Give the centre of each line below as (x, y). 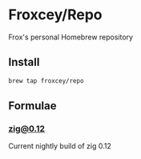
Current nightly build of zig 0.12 (60, 146)
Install (24, 62)
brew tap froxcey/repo (46, 81)
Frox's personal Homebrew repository (71, 37)
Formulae (32, 106)
